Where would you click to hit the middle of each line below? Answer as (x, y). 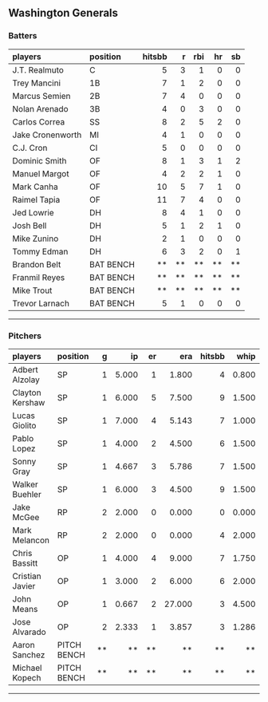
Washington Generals (63, 13)
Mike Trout (32, 290)
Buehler (27, 494)
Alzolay (26, 380)
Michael (27, 668)
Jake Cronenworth (47, 135)
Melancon (31, 540)
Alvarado (29, 632)
